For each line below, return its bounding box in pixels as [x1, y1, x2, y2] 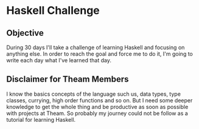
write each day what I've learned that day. [6, 57, 111, 64]
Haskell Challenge [6, 4, 100, 18]
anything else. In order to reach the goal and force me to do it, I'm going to [6, 50, 194, 58]
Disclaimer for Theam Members [6, 74, 129, 85]
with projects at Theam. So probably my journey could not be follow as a [6, 110, 189, 117]
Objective [6, 28, 44, 38]
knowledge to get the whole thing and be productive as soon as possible [6, 103, 189, 110]
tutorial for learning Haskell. [6, 116, 76, 123]
